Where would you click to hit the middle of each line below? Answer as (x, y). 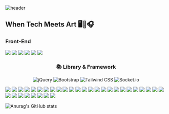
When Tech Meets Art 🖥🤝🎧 (50, 25)
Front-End (18, 42)
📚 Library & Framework (86, 67)
